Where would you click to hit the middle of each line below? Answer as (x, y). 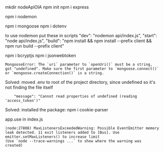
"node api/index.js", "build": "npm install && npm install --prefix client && (79, 41)
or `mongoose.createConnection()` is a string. (55, 73)
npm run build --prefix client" (35, 46)
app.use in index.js (24, 119)
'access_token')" (23, 101)
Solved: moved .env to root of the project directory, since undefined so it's (80, 82)
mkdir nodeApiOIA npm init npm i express (47, 7)
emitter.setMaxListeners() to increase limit (52, 137)
